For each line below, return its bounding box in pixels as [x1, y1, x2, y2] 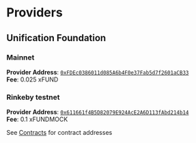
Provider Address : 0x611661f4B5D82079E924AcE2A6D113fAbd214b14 [6, 108, 189, 116]
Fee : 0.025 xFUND [6, 75, 59, 83]
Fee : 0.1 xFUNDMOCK [6, 115, 68, 124]
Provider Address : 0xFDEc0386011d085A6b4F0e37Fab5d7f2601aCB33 [6, 68, 189, 76]
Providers [6, 5, 63, 21]
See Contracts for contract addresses [6, 129, 113, 137]
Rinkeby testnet [6, 92, 60, 102]
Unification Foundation [6, 32, 107, 44]
